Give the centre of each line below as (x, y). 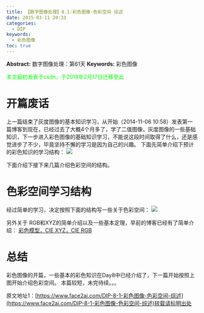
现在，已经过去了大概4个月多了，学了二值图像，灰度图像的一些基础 (111, 129)
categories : (21, 23)
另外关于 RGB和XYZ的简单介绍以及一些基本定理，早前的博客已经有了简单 (98, 222)
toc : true (19, 46)
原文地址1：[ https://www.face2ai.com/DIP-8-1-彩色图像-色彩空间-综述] (95, 295)
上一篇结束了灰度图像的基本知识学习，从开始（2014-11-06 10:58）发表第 (97, 122)
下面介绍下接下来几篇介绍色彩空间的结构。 (59, 165)
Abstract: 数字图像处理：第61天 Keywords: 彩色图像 (72, 64)
